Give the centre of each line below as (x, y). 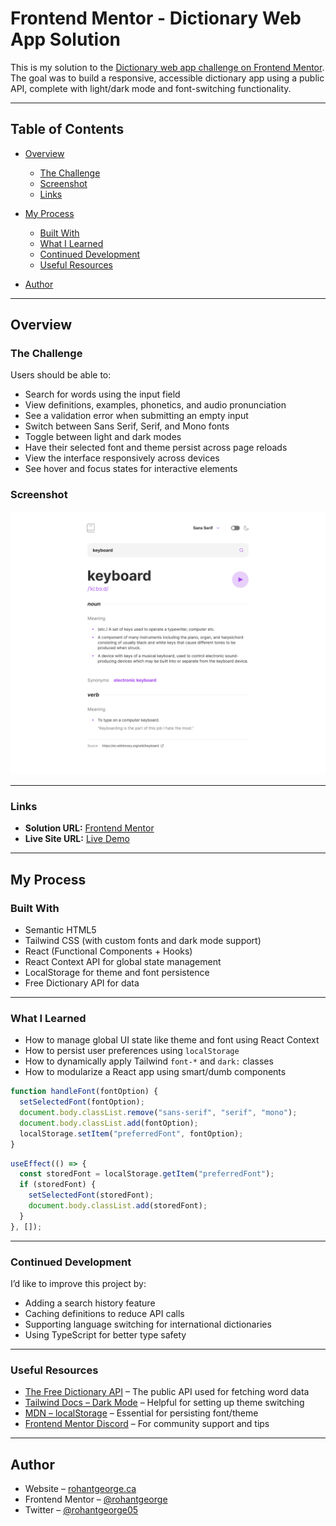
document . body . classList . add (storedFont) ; (118, 1206)
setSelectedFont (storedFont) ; (91, 1195)
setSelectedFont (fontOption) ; (82, 1102)
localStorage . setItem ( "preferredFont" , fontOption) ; (131, 1133)
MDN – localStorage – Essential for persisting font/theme (141, 1413)
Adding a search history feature (90, 1303)
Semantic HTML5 (60, 930)
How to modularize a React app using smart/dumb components (155, 1072)
